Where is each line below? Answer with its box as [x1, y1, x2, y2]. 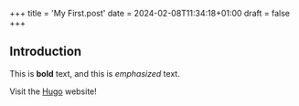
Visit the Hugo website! [9, 86, 98, 97]
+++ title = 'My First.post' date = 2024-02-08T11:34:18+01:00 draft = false [9, 8, 291, 18]
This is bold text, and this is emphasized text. [9, 68, 180, 79]
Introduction [9, 44, 82, 59]
